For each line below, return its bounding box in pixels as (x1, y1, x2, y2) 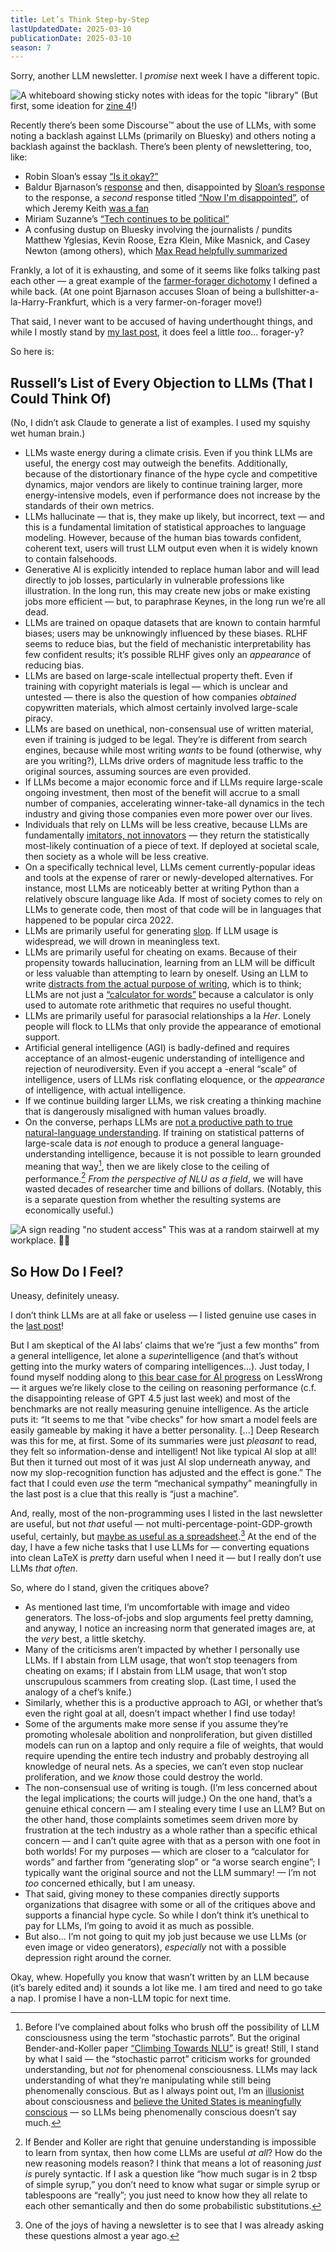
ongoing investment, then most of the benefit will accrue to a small (24, 787, 300, 799)
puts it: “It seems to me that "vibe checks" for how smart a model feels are (10, 1414, 318, 1426)
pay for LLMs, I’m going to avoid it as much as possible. (24, 1919, 255, 1931)
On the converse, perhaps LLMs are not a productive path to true (24, 1116, 293, 1128)
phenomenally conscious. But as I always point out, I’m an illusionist (24, 2084, 305, 2096)
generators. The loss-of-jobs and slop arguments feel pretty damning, (24, 1611, 314, 1623)
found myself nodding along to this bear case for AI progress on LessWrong (10, 1371, 323, 1383)
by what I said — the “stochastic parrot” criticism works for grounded (24, 2052, 311, 2065)
